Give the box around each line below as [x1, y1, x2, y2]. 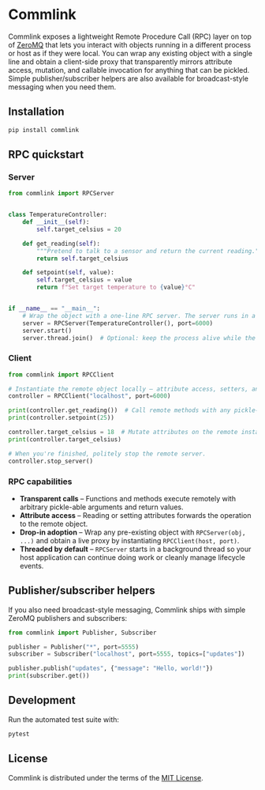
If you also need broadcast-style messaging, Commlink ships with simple [8, 605, 246, 614]
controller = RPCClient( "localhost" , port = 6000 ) [8, 392, 171, 400]
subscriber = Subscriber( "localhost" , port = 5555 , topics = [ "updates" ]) [8, 650, 245, 658]
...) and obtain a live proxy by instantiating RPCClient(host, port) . [19, 535, 240, 545]
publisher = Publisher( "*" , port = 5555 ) [8, 643, 140, 651]
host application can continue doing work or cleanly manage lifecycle [19, 552, 246, 562]
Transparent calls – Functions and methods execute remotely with [19, 493, 237, 503]
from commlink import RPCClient [8, 370, 114, 379]
